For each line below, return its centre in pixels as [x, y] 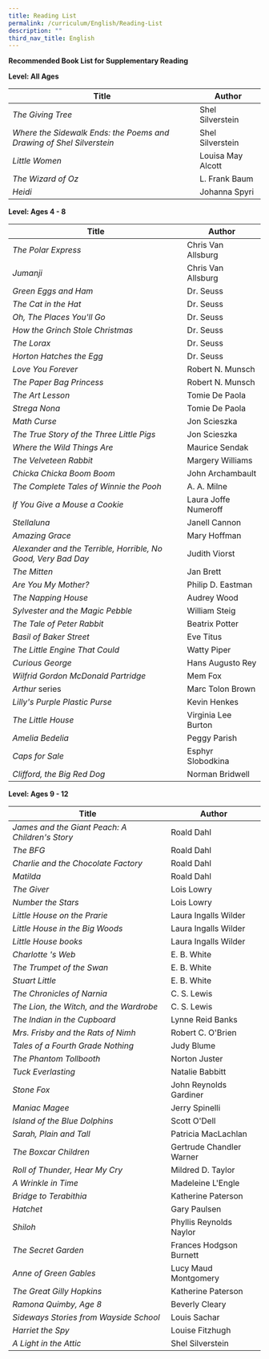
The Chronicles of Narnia [60, 993]
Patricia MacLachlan [209, 1134]
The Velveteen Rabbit [53, 460]
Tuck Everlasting [44, 1072]
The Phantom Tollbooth [56, 1059]
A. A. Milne [207, 487]
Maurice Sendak [218, 447]
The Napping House [50, 598]
